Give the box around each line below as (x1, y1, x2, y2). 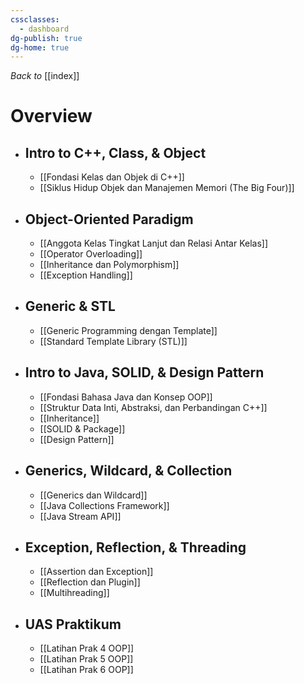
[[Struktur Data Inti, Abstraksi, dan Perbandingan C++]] (39, 401, 268, 413)
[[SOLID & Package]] (39, 422, 126, 435)
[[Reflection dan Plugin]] (39, 576, 141, 588)
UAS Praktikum (24, 616, 122, 633)
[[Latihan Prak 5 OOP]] (39, 653, 134, 665)
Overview (10, 105, 93, 128)
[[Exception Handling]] (39, 269, 133, 281)
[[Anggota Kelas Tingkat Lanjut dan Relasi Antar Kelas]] (39, 237, 269, 250)
